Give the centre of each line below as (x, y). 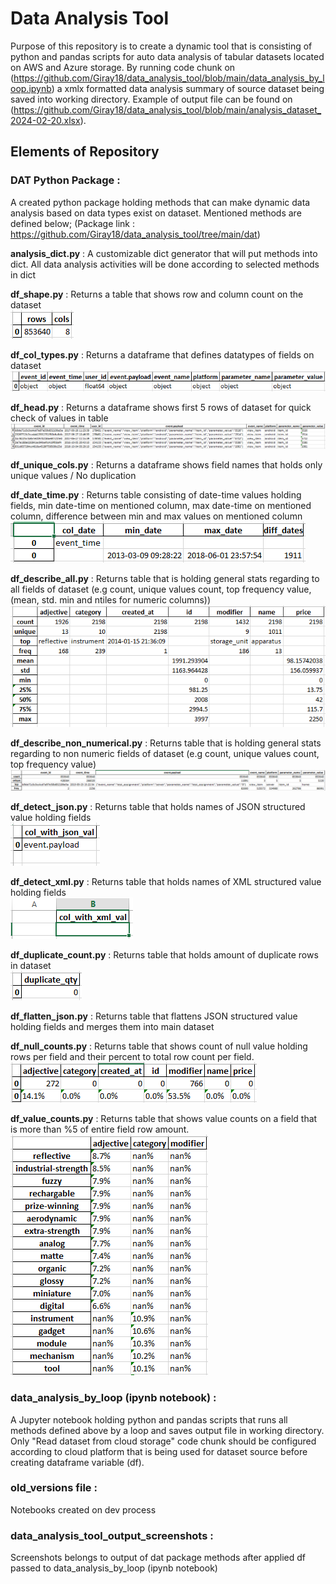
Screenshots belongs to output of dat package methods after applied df (158, 1558)
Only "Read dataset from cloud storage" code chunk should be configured (163, 1441)
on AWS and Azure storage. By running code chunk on (123, 67)
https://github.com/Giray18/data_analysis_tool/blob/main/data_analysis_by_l (169, 78)
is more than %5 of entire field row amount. (100, 1129)
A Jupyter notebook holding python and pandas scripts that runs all (149, 1419)
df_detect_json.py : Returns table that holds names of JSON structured (158, 807)
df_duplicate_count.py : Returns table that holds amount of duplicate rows (164, 955)
